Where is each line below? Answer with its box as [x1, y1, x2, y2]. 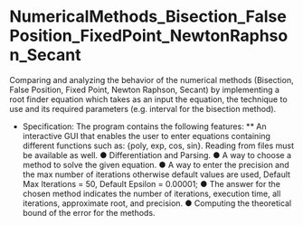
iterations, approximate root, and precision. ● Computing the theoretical [22, 197, 292, 209]
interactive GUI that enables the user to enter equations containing [22, 130, 271, 141]
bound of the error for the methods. [22, 207, 156, 218]
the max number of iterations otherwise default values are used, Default [22, 169, 291, 180]
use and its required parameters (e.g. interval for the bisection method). [9, 103, 277, 114]
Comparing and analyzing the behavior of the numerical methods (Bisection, [9, 74, 294, 85]
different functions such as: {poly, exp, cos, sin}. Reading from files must [22, 140, 295, 151]
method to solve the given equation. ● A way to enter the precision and [22, 159, 289, 170]
